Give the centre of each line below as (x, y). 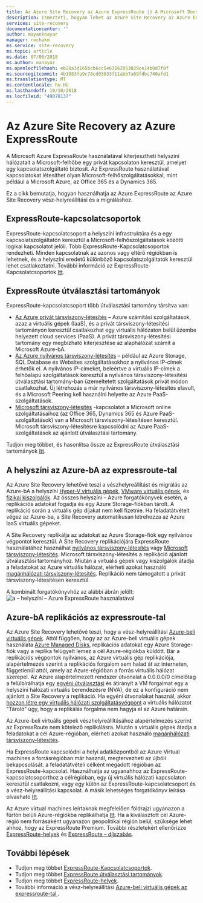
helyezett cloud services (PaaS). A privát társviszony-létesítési (93, 337)
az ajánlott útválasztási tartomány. (95, 433)
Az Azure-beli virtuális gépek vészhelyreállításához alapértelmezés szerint (99, 720)
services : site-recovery (37, 23)
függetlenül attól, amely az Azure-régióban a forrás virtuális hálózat (90, 670)
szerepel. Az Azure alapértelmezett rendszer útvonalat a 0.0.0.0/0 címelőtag (101, 677)
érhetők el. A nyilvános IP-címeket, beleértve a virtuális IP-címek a (97, 369)
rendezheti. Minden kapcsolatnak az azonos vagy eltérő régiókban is (92, 252)
